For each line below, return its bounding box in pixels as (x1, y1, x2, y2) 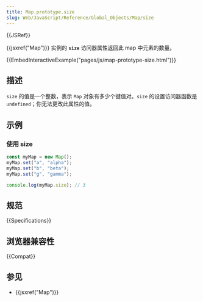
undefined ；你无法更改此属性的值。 (6, 100, 96, 107)
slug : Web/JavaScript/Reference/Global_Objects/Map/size (6, 15, 154, 21)
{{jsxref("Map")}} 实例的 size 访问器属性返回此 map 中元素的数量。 (6, 44, 176, 51)
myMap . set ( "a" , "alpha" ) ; (6, 159, 72, 165)
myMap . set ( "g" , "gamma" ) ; (6, 171, 72, 177)
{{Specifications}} (6, 217, 52, 225)
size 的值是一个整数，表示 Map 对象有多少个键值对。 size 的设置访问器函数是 (6, 93, 198, 100)
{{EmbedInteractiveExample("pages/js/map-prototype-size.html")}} (6, 56, 177, 63)
